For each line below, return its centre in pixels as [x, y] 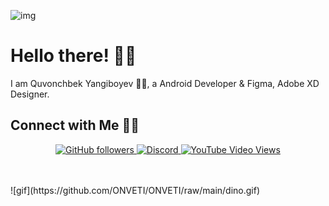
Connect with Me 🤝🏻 [75, 125]
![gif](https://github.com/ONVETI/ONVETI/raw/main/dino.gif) [135, 190]
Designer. [30, 94]
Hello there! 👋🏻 [73, 56]
